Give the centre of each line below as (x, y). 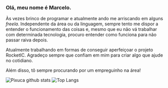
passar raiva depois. (27, 40)
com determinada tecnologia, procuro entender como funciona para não (81, 35)
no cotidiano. (19, 61)
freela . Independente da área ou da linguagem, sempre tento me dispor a (82, 24)
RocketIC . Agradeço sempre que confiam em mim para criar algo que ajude (85, 55)
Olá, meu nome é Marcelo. (38, 8)
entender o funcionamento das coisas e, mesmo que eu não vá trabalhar (81, 29)
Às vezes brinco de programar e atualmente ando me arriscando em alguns (85, 19)
